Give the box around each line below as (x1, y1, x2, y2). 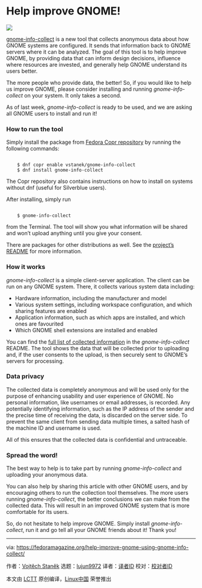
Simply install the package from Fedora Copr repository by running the (6, 138, 182, 146)
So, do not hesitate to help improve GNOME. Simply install (6, 520, 150, 527)
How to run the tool (6, 125, 63, 133)
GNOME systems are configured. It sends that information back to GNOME (6, 42, 191, 49)
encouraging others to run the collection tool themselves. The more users (6, 489, 189, 497)
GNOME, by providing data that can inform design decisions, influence (6, 54, 181, 61)
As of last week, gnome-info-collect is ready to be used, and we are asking (6, 104, 192, 111)
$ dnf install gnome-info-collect (17, 167, 103, 173)
